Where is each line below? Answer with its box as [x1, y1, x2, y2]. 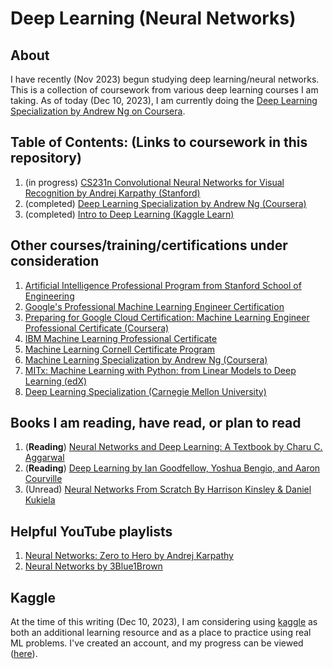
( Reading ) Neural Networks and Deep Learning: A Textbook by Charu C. [24, 441, 323, 453]
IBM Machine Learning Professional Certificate [24, 332, 218, 344]
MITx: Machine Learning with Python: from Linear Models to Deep [24, 364, 297, 376]
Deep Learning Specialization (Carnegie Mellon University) [24, 385, 267, 397]
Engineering [24, 290, 75, 302]
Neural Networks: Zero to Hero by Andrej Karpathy [24, 550, 234, 562]
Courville [24, 473, 63, 485]
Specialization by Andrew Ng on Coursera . [10, 105, 186, 117]
